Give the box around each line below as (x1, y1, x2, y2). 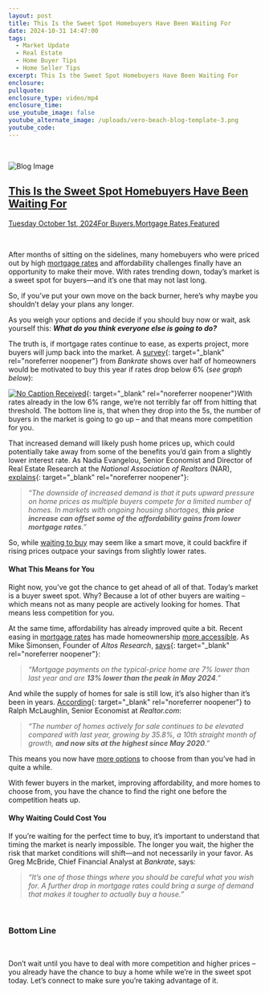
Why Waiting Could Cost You (8, 813, 107, 823)
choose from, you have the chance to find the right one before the (8, 786, 227, 796)
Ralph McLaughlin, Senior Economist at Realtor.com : (8, 706, 182, 715)
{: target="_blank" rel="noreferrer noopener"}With (85, 389, 253, 398)
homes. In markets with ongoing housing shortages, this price (27, 505, 235, 515)
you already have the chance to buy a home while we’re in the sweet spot (8, 967, 251, 977)
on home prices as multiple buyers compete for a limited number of (27, 496, 251, 506)
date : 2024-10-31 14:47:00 (8, 26, 99, 35)
